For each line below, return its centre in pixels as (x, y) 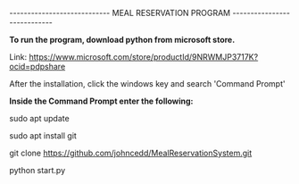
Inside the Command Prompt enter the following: (101, 101)
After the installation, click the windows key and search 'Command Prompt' (147, 84)
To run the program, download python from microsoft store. (122, 40)
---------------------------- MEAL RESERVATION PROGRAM (120, 13)
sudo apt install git (43, 136)
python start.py (37, 170)
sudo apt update (39, 118)
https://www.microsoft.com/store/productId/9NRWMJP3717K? (144, 57)
